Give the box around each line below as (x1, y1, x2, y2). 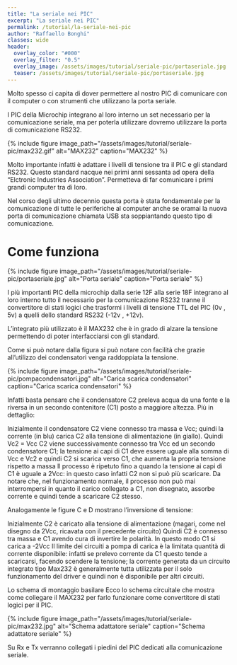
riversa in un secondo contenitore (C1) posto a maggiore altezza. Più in (7, 403, 214, 412)
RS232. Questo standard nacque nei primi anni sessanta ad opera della (7, 168, 214, 176)
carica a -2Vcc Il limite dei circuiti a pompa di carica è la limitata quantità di (7, 542, 226, 550)
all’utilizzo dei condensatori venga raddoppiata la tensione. (7, 353, 179, 362)
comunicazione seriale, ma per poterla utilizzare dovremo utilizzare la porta (7, 117, 227, 126)
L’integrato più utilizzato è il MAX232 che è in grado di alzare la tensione (7, 325, 218, 333)
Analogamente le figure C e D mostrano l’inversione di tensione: (7, 506, 193, 514)
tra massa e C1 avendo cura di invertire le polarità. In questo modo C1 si (7, 535, 216, 543)
